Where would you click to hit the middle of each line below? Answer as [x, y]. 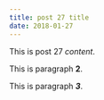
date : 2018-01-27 [41, 26]
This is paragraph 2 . [46, 69]
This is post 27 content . [52, 51]
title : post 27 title [49, 17]
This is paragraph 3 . [46, 86]
